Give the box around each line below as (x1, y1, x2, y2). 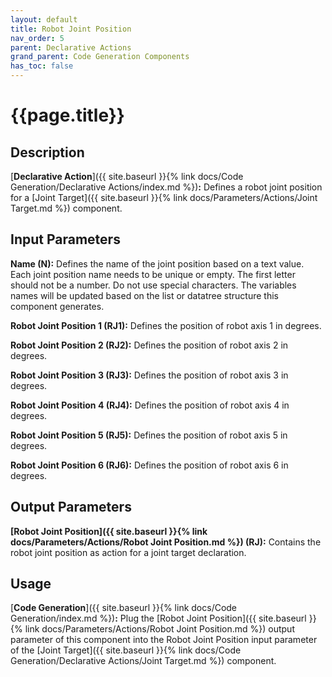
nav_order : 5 (10, 33, 65, 43)
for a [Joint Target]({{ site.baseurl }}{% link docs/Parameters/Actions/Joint (10, 192, 318, 203)
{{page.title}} (10, 104, 125, 127)
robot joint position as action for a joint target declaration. (10, 546, 247, 558)
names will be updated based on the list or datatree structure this (10, 289, 279, 301)
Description (10, 144, 85, 161)
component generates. (10, 300, 105, 312)
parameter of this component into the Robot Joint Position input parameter (10, 634, 318, 646)
